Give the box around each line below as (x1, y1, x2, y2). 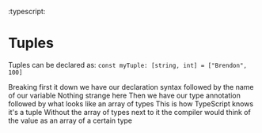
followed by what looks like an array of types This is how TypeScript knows (8, 98, 254, 109)
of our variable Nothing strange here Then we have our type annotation (8, 91, 241, 100)
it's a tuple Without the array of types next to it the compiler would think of (8, 107, 251, 116)
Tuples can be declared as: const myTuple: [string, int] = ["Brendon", (8, 60, 248, 69)
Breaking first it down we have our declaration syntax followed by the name (8, 82, 254, 91)
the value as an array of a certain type (8, 116, 133, 125)
